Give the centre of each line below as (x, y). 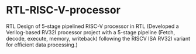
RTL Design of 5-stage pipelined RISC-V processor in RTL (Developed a (93, 26)
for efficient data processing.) (42, 45)
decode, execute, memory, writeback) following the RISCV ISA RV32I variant (98, 38)
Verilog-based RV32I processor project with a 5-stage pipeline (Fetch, (91, 32)
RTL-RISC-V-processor (63, 10)
